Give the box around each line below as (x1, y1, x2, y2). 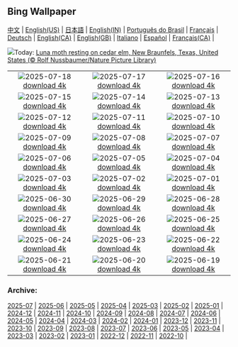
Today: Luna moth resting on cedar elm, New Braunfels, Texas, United (14, 48, 218, 56)
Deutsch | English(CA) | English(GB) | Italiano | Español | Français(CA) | (7, 33, 215, 42)
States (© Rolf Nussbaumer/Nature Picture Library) (7, 55, 157, 64)
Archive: (7, 285, 38, 295)
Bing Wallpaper (7, 6, 76, 18)
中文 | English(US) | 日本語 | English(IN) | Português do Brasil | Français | (7, 25, 219, 34)
